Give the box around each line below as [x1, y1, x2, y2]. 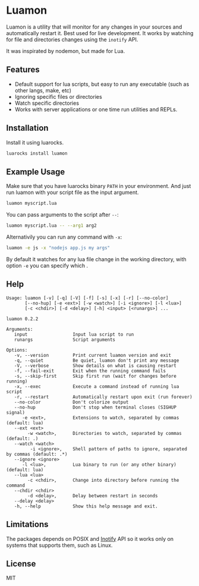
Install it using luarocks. [6, 139, 64, 146]
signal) [6, 409, 26, 415]
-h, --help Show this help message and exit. [14, 503, 159, 509]
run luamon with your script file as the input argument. [6, 189, 139, 196]
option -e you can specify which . [6, 262, 89, 269]
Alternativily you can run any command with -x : [6, 233, 122, 240]
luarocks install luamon [6, 150, 68, 156]
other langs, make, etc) [14, 87, 72, 94]
